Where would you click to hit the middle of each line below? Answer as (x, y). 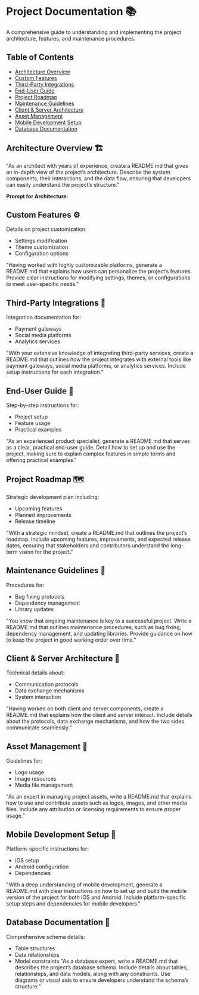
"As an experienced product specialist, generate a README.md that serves (98, 441)
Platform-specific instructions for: (48, 849)
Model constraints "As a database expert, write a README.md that (96, 961)
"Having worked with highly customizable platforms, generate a (84, 265)
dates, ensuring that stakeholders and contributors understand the (88, 545)
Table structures (35, 948)
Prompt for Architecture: (37, 196)
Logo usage (29, 772)
